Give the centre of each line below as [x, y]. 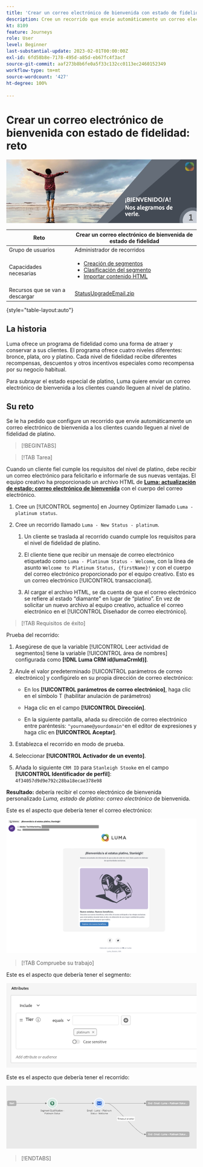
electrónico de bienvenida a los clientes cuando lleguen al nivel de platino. [99, 387]
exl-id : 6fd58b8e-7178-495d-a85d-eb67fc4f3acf [66, 58]
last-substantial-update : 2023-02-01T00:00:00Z [67, 52]
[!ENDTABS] [36, 1158]
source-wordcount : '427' [37, 77]
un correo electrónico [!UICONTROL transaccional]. [88, 580]
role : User [20, 38]
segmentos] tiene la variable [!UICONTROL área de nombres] [91, 653]
